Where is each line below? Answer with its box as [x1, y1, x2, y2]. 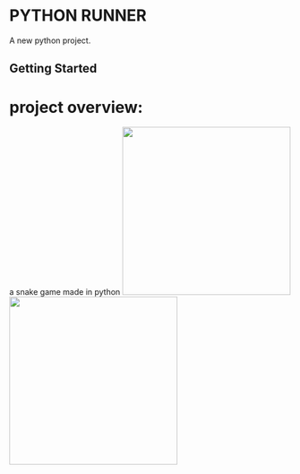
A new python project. [9, 35, 91, 46]
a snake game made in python [9, 287, 121, 297]
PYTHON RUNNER [9, 5, 147, 26]
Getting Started [9, 61, 98, 76]
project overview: [9, 97, 143, 117]
